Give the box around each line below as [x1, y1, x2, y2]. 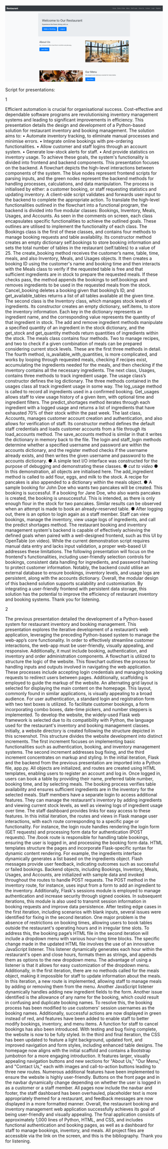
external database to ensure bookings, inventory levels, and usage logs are [5, 570, 160, 576]
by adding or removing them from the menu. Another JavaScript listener [5, 983, 153, 990]
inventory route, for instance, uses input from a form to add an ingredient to [5, 882, 161, 888]
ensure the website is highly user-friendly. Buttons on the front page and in [5, 1074, 160, 1080]
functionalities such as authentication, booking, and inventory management [5, 743, 160, 750]
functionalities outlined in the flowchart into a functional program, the [5, 202, 147, 208]
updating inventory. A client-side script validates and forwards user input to [5, 191, 161, 197]
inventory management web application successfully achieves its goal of [5, 1106, 155, 1112]
